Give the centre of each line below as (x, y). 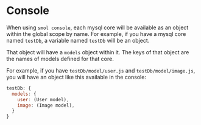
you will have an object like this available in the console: (76, 77)
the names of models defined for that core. (60, 59)
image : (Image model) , (46, 105)
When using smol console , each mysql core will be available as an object (97, 27)
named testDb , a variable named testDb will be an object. (78, 40)
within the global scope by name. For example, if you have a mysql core (96, 34)
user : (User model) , (43, 99)
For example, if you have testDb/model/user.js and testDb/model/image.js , (101, 70)
